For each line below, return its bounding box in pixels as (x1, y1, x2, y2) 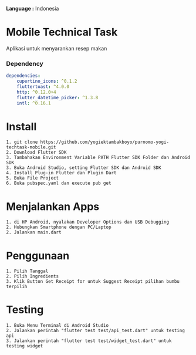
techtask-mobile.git (6, 144, 57, 150)
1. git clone (6, 139, 38, 146)
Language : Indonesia (6, 5, 59, 12)
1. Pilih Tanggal (6, 268, 49, 275)
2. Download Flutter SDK (6, 150, 67, 155)
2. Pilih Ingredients (6, 273, 59, 279)
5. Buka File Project (6, 175, 59, 181)
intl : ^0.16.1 (16, 100, 51, 106)
